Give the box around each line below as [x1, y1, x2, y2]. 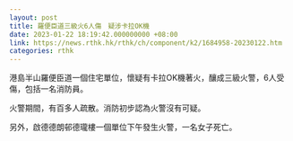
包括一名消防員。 [24, 84, 88, 94]
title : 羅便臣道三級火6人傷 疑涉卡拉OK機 [9, 22, 150, 31]
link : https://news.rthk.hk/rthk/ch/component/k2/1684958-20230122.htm [9, 38, 282, 48]
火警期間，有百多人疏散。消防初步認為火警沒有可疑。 [9, 102, 206, 113]
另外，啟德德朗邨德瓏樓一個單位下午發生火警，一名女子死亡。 [9, 122, 237, 133]
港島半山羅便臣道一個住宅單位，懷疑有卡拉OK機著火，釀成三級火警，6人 [9, 73, 277, 84]
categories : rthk [9, 47, 74, 56]
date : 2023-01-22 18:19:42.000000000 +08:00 [9, 30, 178, 39]
